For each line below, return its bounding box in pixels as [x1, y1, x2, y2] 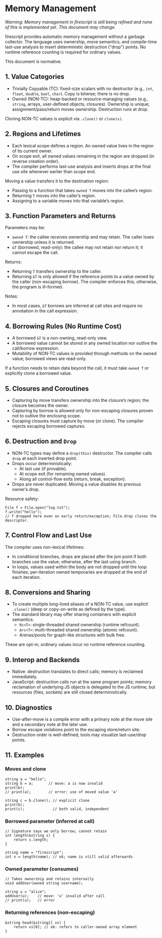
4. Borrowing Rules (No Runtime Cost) [5, 322, 122, 330]
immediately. [12, 674, 38, 680]
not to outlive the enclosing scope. [12, 413, 81, 418]
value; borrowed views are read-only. [12, 356, 87, 361]
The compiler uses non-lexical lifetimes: [5, 544, 85, 550]
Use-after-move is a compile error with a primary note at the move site [12, 716, 153, 722]
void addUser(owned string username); [5, 881, 83, 886]
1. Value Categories [5, 72, 64, 81]
